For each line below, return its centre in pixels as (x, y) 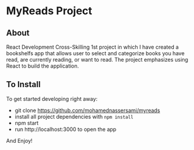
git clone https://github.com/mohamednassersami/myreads (87, 110)
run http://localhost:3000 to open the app (66, 129)
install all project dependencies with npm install (74, 116)
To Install (23, 84)
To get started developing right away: (52, 98)
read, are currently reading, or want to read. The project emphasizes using (97, 60)
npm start (26, 123)
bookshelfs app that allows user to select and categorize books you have (96, 53)
